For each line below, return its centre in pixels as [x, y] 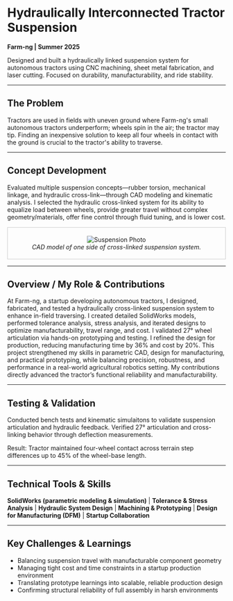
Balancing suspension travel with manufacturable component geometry [119, 560]
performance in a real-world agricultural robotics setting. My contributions [113, 368]
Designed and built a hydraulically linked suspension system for [98, 60]
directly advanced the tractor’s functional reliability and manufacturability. [112, 375]
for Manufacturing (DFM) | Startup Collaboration [79, 515]
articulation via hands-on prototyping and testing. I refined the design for [111, 338]
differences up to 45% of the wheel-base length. [77, 456]
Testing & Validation [51, 403]
